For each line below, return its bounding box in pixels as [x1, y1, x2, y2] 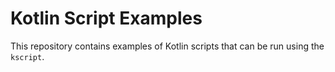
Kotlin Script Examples [10, 7, 203, 30]
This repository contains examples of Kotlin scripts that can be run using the [10, 40, 325, 52]
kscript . [10, 50, 45, 62]
